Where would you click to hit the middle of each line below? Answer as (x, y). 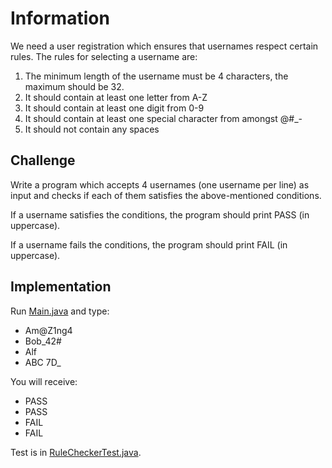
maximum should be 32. (74, 86)
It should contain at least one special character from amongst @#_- (163, 118)
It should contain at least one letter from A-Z (116, 97)
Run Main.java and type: (60, 311)
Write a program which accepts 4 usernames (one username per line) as (160, 184)
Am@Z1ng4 (48, 330)
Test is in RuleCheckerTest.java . (76, 452)
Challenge (43, 160)
